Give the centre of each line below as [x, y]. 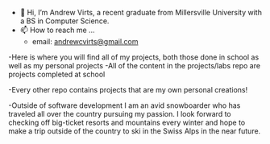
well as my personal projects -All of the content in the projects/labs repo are [134, 66]
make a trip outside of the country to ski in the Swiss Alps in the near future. [135, 131]
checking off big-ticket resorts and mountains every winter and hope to [127, 122]
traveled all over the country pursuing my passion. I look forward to [120, 114]
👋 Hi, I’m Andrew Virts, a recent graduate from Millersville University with [141, 12]
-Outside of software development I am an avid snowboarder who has [125, 105]
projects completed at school [57, 74]
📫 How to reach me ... [57, 30]
